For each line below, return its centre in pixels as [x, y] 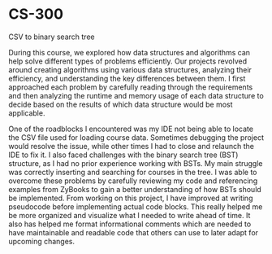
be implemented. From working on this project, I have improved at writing [131, 198]
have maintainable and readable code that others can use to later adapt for [133, 232]
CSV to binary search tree [52, 37]
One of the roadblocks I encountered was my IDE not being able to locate [131, 129]
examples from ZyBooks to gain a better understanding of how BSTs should [135, 189]
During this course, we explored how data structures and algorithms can [129, 52]
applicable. [27, 113]
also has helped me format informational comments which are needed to [130, 224]
